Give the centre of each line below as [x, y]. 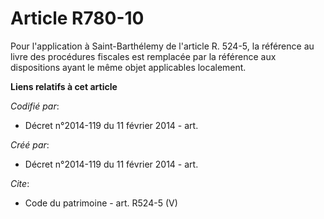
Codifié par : [35, 106]
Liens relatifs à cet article [64, 86]
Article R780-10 [77, 18]
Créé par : [30, 144]
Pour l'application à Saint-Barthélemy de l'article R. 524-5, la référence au [162, 46]
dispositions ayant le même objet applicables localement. [128, 67]
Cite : [20, 183]
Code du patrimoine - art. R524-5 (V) [101, 203]
